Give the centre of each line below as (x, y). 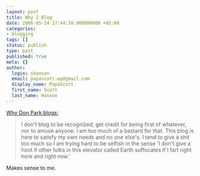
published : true (26, 56)
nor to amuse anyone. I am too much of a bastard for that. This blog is (107, 130)
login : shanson (31, 73)
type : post (20, 51)
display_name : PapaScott (43, 85)
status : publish (26, 46)
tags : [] (17, 40)
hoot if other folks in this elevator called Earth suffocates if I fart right (106, 150)
